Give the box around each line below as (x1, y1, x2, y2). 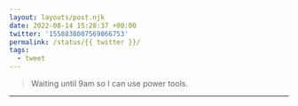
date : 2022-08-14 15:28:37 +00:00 (9, 21, 137, 30)
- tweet (17, 54, 46, 63)
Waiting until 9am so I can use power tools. (30, 79, 189, 88)
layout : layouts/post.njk (9, 12, 105, 22)
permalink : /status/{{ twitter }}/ (9, 37, 141, 47)
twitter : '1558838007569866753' (9, 29, 129, 38)
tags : (9, 46, 29, 55)
